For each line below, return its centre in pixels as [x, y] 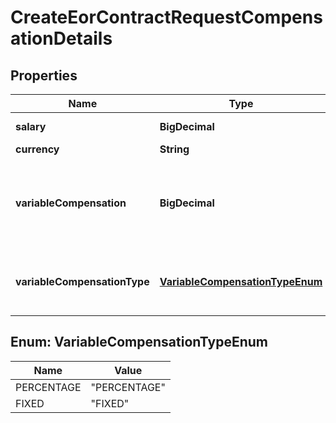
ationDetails [61, 38]
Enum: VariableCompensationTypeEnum [139, 342]
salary [31, 126]
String [174, 149]
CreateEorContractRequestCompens [166, 17]
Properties [44, 75]
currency [37, 149]
